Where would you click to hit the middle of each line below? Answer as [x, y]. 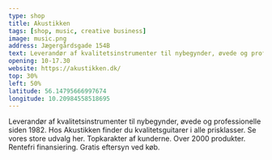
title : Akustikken [39, 23]
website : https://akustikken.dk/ [65, 69]
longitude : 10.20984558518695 [59, 99]
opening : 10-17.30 [39, 61]
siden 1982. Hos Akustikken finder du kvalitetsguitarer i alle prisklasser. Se [132, 130]
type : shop [27, 16]
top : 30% [23, 76]
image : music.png [38, 38]
